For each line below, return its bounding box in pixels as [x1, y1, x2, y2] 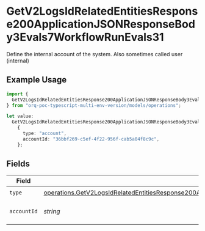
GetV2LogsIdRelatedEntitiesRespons [6, 4, 198, 18]
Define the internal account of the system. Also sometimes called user [6, 50, 183, 57]
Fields [6, 159, 31, 169]
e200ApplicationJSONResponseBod [6, 17, 195, 31]
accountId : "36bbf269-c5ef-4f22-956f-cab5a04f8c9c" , [22, 136, 160, 142]
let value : [6, 113, 34, 120]
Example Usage [6, 75, 67, 85]
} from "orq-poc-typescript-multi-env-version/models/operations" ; [6, 102, 182, 108]
